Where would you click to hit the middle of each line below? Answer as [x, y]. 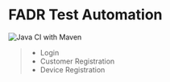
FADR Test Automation [85, 15]
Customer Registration [77, 61]
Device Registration [73, 69]
